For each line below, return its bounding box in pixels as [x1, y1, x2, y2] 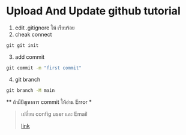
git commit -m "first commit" [6, 65, 82, 71]
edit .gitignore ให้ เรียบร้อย [14, 24, 75, 31]
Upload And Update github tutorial [6, 4, 181, 18]
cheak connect [14, 31, 52, 38]
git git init [6, 42, 39, 49]
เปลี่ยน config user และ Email [20, 110, 88, 118]
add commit [14, 53, 45, 61]
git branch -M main [6, 87, 55, 94]
